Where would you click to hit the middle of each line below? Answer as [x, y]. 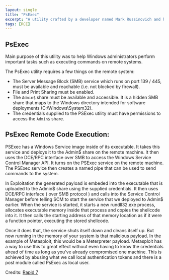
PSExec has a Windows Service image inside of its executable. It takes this [82, 147]
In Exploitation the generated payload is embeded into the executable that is [84, 183]
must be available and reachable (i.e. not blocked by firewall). [76, 87]
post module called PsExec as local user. [48, 262]
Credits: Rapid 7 [22, 272]
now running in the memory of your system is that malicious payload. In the [83, 236]
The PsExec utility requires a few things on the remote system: [70, 72]
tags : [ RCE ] [18, 24]
